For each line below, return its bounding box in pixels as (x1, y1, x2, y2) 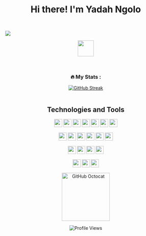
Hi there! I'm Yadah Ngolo (30, 4, 141, 15)
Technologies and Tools (46, 105, 125, 114)
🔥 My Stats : (70, 73, 101, 80)
